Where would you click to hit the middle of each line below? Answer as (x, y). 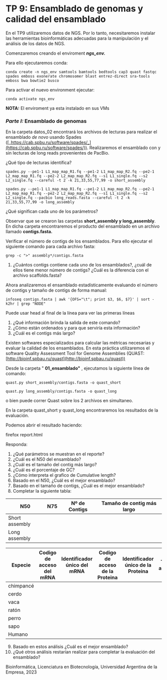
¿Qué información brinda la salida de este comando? (66, 323)
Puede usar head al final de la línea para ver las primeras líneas (70, 313)
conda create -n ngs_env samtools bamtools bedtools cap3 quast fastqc (81, 72)
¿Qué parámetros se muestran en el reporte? (58, 454)
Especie (21, 565)
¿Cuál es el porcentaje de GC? (44, 470)
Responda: (17, 444)
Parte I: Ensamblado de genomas (46, 121)
